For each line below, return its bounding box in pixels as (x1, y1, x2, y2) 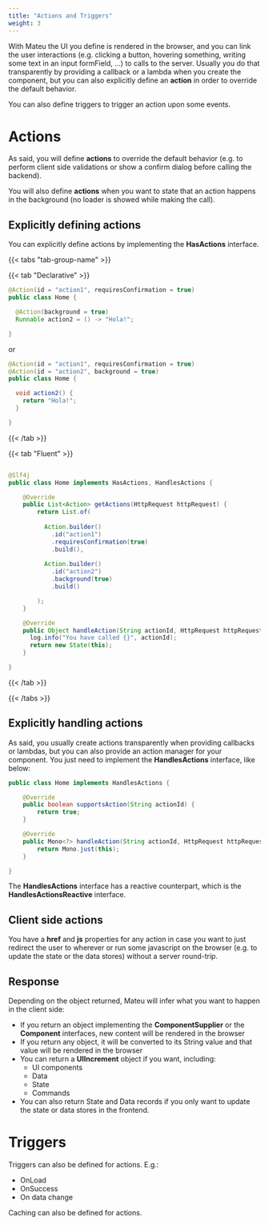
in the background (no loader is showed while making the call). (8, 195, 215, 204)
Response (8, 975, 60, 988)
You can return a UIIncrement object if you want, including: (19, 1054, 216, 1064)
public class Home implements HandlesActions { (8, 778, 171, 786)
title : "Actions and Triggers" (8, 11, 113, 20)
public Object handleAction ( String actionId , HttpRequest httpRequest (22, 626, 263, 634)
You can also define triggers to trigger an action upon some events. (8, 99, 231, 109)
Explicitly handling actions (8, 717, 143, 730)
